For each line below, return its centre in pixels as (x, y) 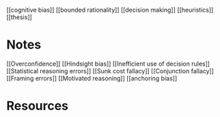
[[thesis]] (19, 17)
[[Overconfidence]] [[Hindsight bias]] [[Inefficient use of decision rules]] (108, 64)
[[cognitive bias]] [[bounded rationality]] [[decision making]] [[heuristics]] (110, 10)
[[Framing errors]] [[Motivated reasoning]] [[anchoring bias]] (92, 78)
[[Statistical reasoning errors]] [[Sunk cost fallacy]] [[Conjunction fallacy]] (110, 70)
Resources (38, 106)
